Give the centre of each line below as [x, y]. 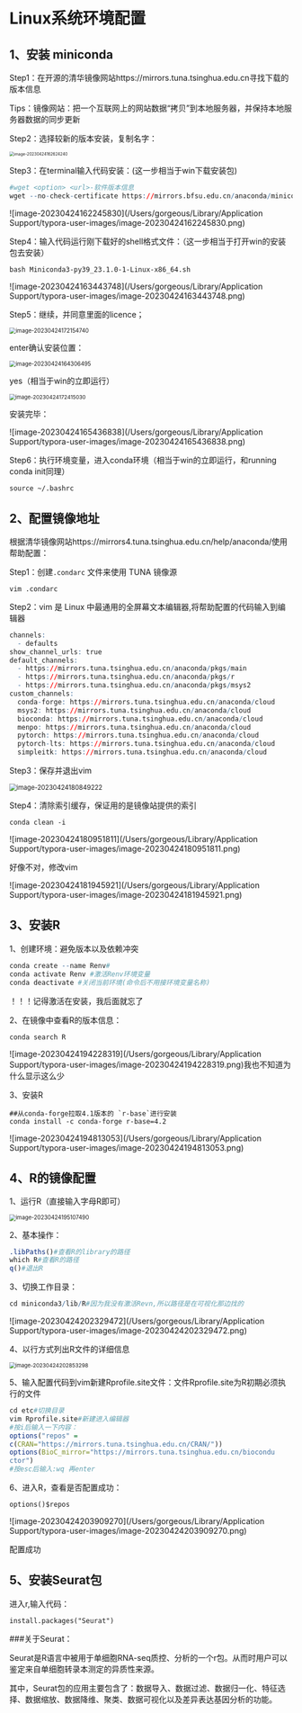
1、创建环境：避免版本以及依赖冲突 [74, 948]
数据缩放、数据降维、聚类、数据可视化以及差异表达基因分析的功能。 [151, 1699]
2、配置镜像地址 [55, 518]
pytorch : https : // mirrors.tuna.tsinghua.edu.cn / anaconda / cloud [138, 735]
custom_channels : [42, 694]
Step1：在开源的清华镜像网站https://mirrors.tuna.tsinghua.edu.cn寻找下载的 [149, 78]
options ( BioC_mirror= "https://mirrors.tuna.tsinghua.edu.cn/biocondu [142, 1453]
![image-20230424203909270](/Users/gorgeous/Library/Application [137, 1521]
